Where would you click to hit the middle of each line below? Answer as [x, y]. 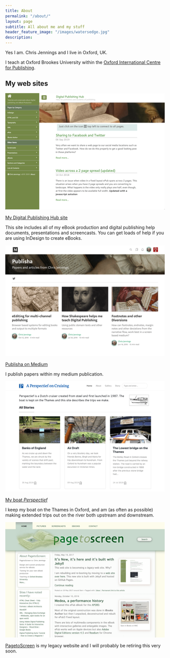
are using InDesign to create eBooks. [44, 238]
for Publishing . [20, 68]
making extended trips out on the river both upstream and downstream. [80, 515]
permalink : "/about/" [28, 16]
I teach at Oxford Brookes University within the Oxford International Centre [83, 62]
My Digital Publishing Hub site [36, 217]
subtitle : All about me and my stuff [45, 27]
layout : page [19, 21]
